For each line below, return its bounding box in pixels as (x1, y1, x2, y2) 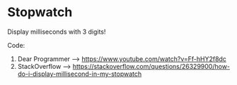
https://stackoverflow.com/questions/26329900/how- (72, 62, 231, 70)
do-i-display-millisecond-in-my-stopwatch (17, 70, 142, 78)
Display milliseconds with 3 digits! (7, 27, 106, 36)
